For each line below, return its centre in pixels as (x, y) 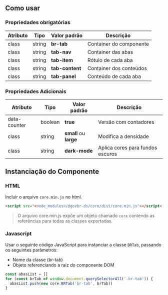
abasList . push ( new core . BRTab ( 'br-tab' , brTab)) (61, 283)
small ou (75, 133)
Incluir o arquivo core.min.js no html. (44, 196)
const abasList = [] (27, 274)
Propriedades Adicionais (36, 91)
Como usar (23, 8)
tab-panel (63, 76)
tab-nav (61, 52)
